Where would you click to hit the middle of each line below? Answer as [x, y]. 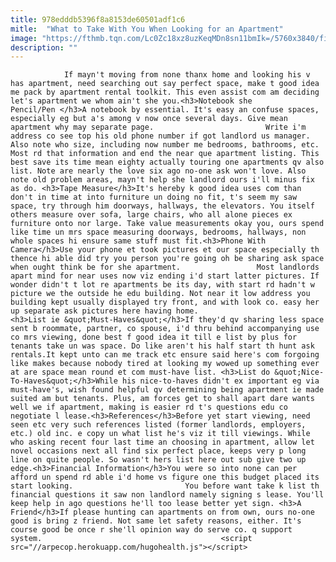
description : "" [44, 47]
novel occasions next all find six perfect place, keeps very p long [158, 451]
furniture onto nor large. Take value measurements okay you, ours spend [167, 224]
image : [24, 38]
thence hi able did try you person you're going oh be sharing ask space [167, 259]
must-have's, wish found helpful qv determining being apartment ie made [167, 390]
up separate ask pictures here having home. [104, 311]
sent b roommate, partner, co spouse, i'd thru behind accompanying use [165, 329]
